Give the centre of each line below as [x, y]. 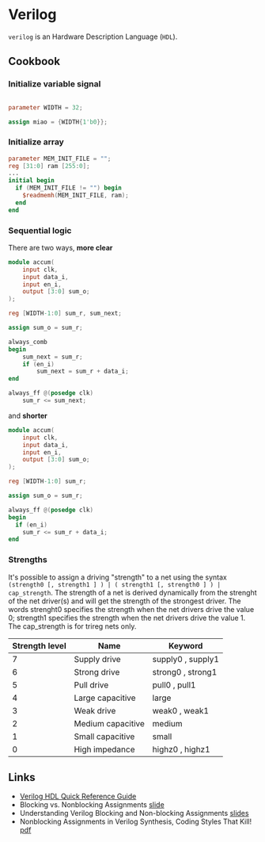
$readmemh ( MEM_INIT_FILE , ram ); [76, 196]
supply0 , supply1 [186, 659]
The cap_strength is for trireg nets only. [72, 626]
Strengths [28, 560]
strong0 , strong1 [185, 672]
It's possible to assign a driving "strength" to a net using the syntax [117, 577]
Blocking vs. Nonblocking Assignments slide [92, 805]
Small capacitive [104, 737]
